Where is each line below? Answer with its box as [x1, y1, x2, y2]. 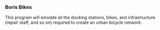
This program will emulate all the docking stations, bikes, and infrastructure [5, 15, 156, 20]
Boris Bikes [5, 4, 32, 10]
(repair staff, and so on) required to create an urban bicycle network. [5, 20, 142, 25]
